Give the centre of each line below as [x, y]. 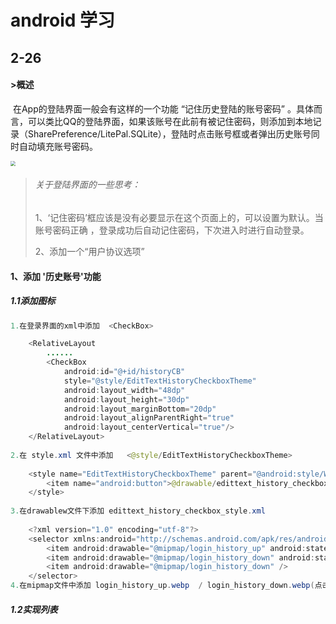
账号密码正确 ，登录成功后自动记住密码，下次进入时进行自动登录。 [172, 230]
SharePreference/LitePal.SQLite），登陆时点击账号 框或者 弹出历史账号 [169, 133]
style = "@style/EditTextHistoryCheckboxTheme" [160, 381]
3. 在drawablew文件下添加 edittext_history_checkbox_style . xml [138, 511]
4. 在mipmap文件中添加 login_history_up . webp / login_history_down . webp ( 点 [166, 586]
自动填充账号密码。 [58, 146]
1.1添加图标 [33, 301]
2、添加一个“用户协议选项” [89, 251]
